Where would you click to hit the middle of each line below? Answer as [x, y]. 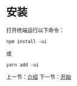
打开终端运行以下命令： [35, 30]
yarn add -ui [23, 65]
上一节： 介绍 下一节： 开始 [38, 76]
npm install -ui [26, 41]
